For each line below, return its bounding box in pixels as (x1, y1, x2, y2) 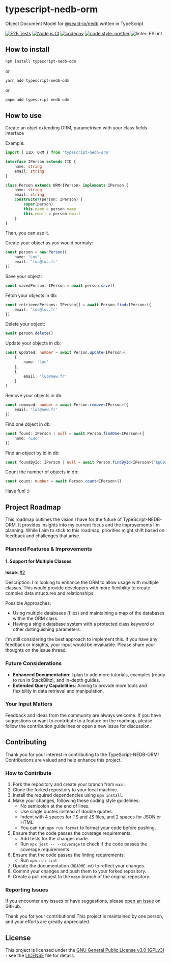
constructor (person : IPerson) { (14, 197, 83, 202)
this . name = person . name (23, 206, 76, 212)
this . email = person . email (23, 211, 81, 216)
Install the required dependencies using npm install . (12, 792, 124, 798)
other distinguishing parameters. (12, 626, 81, 632)
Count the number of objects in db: (5, 469, 79, 475)
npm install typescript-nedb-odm (5, 59, 76, 64)
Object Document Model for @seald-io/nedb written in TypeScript (5, 20, 144, 27)
